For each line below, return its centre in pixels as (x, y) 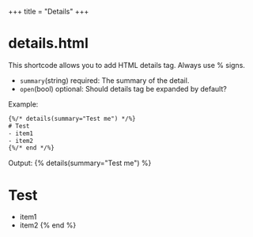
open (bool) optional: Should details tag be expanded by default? (123, 88)
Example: (23, 104)
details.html (49, 43)
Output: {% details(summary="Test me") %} (80, 163)
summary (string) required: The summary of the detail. (104, 80)
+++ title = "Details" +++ (49, 11)
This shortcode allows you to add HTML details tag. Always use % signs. (126, 65)
